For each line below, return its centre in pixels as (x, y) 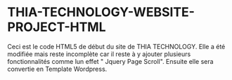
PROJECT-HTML (57, 27)
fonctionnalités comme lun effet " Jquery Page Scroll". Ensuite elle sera (110, 61)
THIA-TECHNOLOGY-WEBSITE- (101, 12)
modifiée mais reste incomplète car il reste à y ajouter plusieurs (99, 54)
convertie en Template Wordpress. (57, 69)
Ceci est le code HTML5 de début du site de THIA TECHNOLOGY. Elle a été (116, 46)
